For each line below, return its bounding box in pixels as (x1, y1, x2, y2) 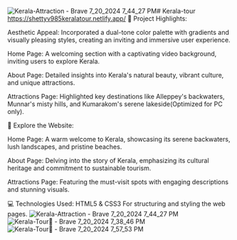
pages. (7, 210, 28, 218)
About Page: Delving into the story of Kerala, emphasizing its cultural (7, 157, 209, 165)
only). (7, 108, 25, 115)
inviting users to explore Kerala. (7, 57, 100, 66)
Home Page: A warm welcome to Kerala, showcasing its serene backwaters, (7, 135, 231, 143)
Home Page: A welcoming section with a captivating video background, (7, 50, 217, 58)
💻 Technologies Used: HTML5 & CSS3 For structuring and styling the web (7, 199, 226, 208)
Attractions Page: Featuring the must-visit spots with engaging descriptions (7, 178, 229, 186)
